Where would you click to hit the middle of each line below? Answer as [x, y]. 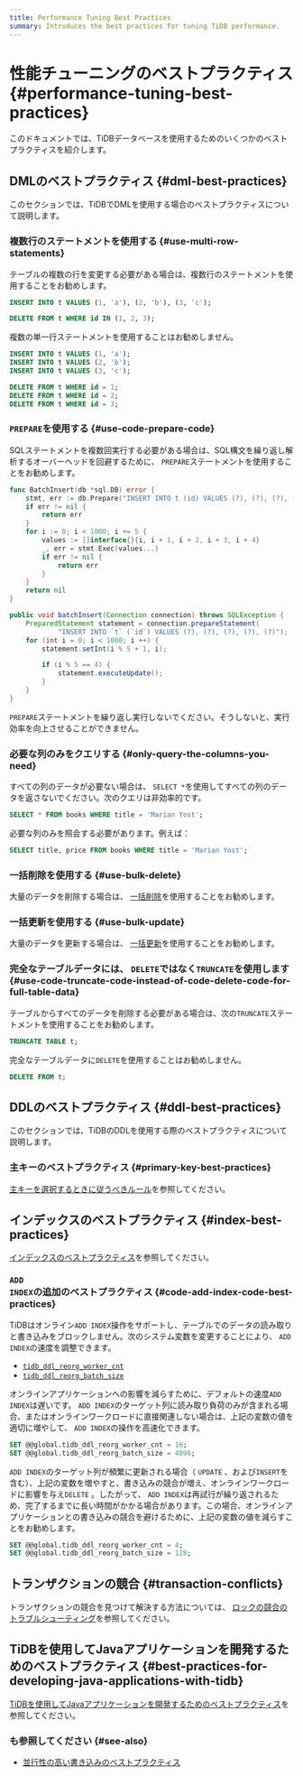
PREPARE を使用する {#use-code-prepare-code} [112, 429]
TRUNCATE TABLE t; [44, 1041]
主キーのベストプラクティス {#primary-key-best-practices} [141, 1168]
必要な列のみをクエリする [65, 754]
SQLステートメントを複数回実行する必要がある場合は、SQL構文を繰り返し [147, 450]
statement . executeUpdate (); [110, 673]
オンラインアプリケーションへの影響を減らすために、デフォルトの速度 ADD [146, 1393]
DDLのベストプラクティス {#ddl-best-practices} [146, 1107]
